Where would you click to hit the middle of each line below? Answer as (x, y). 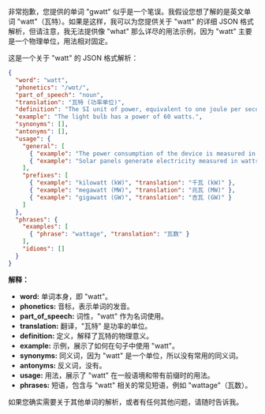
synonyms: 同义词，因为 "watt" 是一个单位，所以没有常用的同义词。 (131, 355)
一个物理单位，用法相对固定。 (63, 41)
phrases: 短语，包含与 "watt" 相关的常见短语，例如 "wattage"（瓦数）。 (136, 385)
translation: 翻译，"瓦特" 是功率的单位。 (86, 326)
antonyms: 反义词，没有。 (63, 365)
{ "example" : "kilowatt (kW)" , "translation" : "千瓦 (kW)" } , (132, 183)
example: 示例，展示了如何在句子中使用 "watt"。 (99, 345)
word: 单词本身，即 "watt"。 (66, 296)
